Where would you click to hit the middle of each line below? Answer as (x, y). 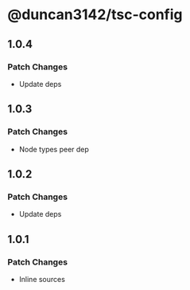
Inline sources (42, 279)
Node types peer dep (54, 149)
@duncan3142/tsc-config (95, 15)
